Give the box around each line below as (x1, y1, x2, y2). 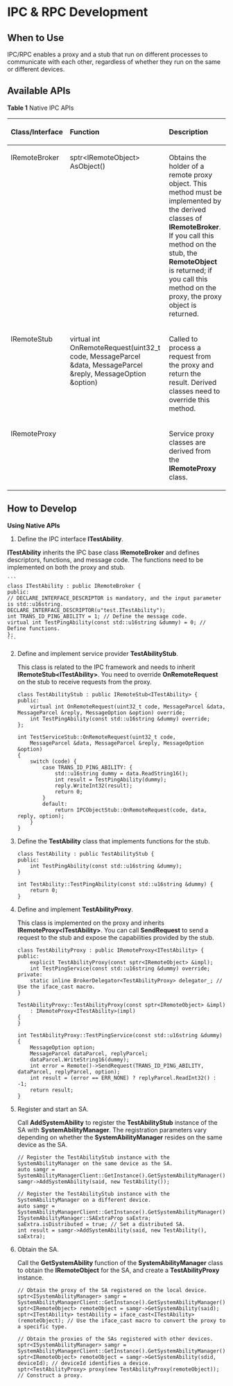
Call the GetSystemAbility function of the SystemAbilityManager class (17, 1258, 223, 1267)
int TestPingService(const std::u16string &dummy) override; (30, 965, 210, 972)
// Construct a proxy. (17, 1371, 83, 1379)
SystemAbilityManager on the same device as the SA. (17, 1160, 173, 1167)
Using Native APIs (7, 521, 60, 529)
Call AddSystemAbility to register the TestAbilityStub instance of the (17, 1118, 218, 1126)
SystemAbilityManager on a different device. (17, 1196, 151, 1203)
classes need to (169, 386, 221, 396)
